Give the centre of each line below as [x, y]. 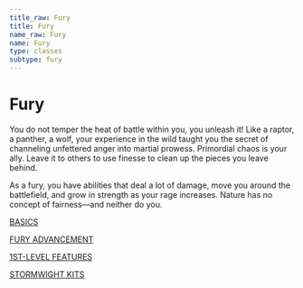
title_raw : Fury [40, 18]
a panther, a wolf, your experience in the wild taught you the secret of [139, 139]
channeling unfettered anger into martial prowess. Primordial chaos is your [148, 148]
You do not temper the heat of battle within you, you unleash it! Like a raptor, [152, 129]
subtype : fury [36, 60]
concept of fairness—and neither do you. [86, 204]
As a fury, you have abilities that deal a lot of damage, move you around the [150, 185]
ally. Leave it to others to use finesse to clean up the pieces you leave [139, 158]
